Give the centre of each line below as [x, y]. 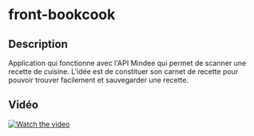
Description [38, 44]
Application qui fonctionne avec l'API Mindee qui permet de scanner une [127, 63]
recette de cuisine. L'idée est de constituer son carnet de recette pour [123, 72]
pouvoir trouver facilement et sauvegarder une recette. [99, 80]
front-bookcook [62, 15]
